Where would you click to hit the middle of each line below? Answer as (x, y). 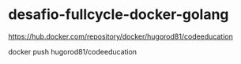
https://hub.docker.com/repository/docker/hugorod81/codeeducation (120, 36)
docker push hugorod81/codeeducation (72, 51)
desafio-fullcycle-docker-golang (119, 15)
